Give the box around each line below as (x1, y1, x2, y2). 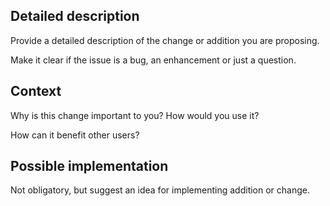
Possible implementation (10, 158, 169, 175)
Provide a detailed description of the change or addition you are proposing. (10, 34, 320, 46)
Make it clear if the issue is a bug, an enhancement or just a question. (10, 54, 297, 66)
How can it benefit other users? (10, 129, 140, 141)
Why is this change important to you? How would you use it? (10, 109, 260, 121)
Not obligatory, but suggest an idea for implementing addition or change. (10, 184, 310, 196)
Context (10, 83, 62, 100)
